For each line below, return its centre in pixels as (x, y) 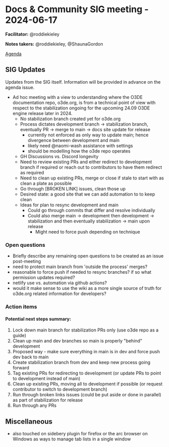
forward (21, 368)
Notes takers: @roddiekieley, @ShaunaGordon (54, 44)
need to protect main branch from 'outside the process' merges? (80, 267)
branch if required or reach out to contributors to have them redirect (91, 167)
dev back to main (31, 357)
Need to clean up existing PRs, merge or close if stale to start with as (92, 178)
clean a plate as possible (46, 183)
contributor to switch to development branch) (60, 389)
